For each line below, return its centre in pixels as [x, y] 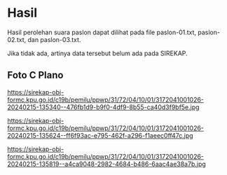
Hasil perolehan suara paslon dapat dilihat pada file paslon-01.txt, [102, 32]
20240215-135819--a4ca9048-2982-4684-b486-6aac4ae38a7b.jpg [107, 164]
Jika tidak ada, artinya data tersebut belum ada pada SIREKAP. [97, 53]
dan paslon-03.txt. [54, 39]
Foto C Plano [35, 75]
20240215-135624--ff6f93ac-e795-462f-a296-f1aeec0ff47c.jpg [101, 135]
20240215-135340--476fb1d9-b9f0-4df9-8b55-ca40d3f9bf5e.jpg [103, 107]
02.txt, [17, 39]
